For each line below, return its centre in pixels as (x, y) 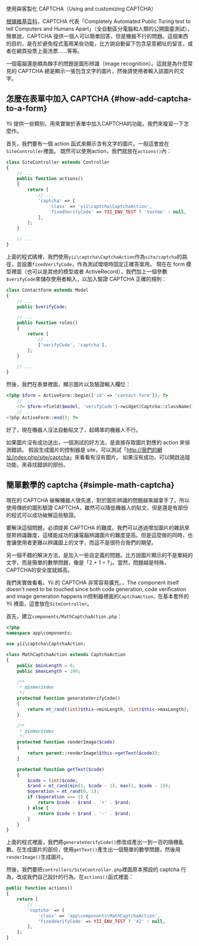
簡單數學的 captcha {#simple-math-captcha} (90, 485)
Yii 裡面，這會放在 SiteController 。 (49, 604)
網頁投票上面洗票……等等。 (49, 51)
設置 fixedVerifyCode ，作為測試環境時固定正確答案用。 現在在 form (103, 264)
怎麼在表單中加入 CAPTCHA (58, 99)
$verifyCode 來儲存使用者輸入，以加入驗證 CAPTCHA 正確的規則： (87, 279)
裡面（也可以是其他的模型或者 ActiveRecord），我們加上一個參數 (89, 271)
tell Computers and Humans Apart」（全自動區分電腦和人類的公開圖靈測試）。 (99, 29)
